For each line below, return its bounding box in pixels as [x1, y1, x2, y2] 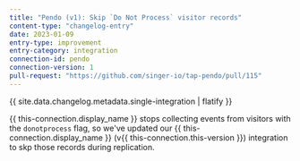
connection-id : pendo [9, 55, 90, 64]
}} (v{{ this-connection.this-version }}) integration [104, 131, 288, 143]
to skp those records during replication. [9, 141, 155, 152]
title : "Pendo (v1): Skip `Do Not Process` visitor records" [9, 13, 243, 22]
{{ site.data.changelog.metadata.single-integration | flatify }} [9, 96, 233, 106]
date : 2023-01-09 [9, 30, 74, 38]
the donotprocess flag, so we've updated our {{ [9, 123, 182, 133]
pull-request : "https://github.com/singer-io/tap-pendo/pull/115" [9, 72, 262, 80]
